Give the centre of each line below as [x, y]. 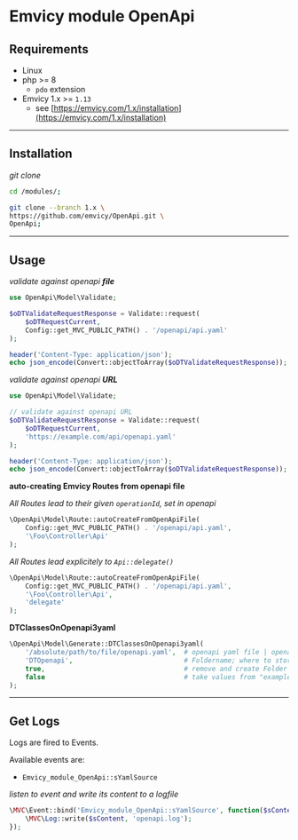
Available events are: [47, 760]
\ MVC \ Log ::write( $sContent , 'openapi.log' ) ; [109, 819]
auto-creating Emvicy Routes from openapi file [97, 487]
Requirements [49, 49]
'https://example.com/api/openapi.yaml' [101, 437]
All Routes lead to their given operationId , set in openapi [113, 503]
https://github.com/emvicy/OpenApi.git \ [87, 216]
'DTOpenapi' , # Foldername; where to [149, 660]
